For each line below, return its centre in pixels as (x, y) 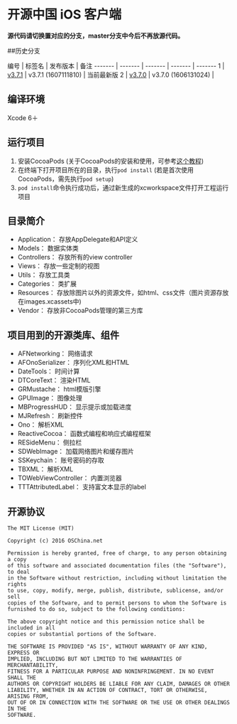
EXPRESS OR (23, 653)
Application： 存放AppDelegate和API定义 (78, 240)
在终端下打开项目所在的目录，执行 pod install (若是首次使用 (105, 170)
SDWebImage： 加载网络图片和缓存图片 (76, 452)
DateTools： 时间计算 (49, 371)
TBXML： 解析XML (45, 469)
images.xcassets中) (53, 302)
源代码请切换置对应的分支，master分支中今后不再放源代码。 (96, 36)
